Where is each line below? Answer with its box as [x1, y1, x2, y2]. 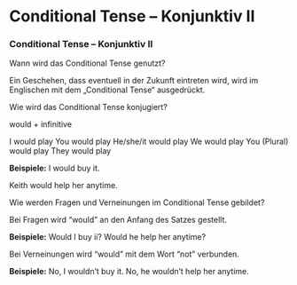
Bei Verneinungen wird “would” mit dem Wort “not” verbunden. [9, 249, 239, 259]
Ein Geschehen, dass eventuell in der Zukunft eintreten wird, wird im [9, 75, 259, 86]
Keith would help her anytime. [9, 180, 118, 191]
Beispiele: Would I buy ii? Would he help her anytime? [9, 232, 207, 242]
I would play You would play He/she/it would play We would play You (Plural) [9, 136, 289, 147]
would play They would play [9, 146, 112, 156]
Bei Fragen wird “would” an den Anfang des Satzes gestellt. [9, 215, 228, 226]
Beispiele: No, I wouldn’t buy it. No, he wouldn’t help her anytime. [9, 266, 250, 277]
